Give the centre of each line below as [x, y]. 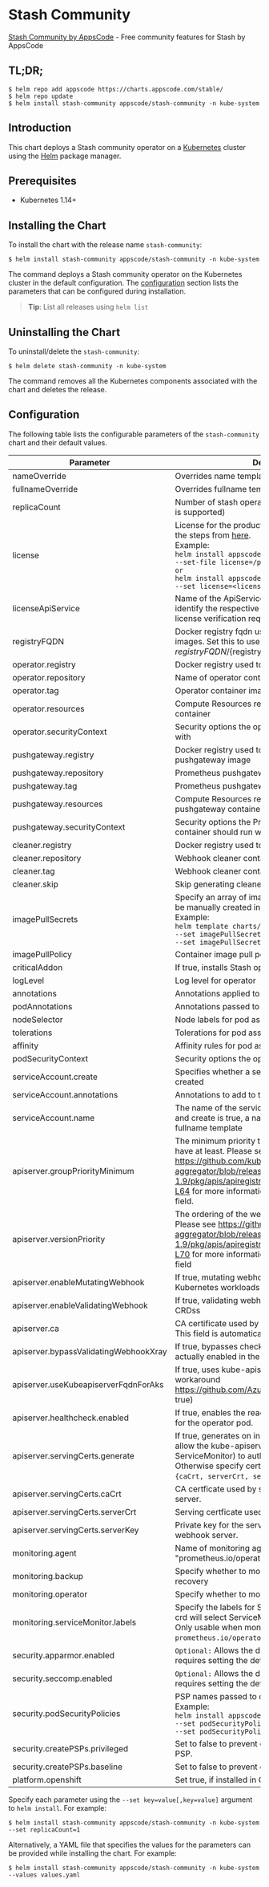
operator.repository [49, 677]
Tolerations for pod [211, 1033]
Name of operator [208, 677]
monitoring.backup [48, 1576]
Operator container [211, 690]
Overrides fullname [211, 489]
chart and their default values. [58, 442]
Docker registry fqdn [214, 631]
